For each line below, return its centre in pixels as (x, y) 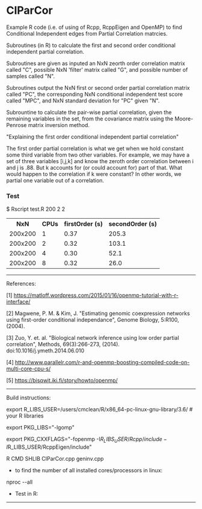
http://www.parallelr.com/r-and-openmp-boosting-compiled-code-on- (102, 363)
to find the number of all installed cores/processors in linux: (89, 470)
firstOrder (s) (84, 224)
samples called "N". (31, 76)
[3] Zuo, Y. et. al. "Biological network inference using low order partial (93, 338)
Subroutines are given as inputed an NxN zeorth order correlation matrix (96, 63)
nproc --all (20, 482)
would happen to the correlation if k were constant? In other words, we (94, 174)
